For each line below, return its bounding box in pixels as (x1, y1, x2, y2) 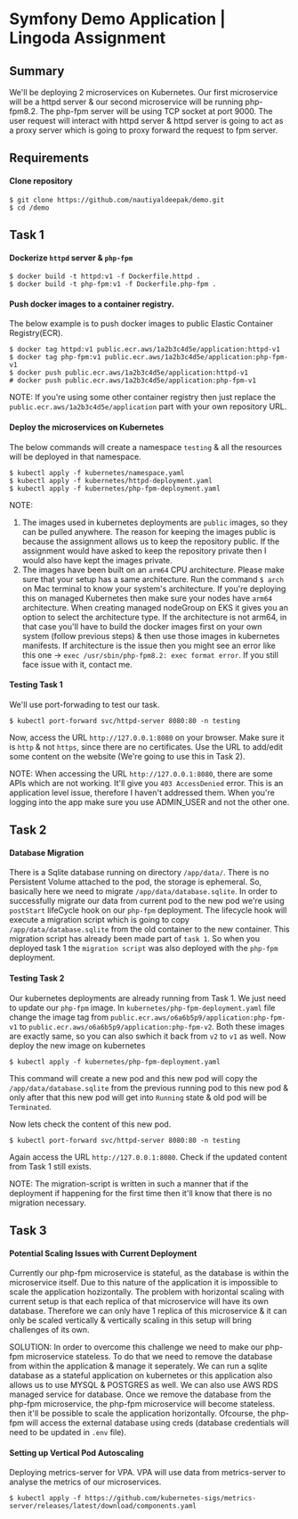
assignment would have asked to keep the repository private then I (21, 545, 267, 556)
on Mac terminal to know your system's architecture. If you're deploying (21, 583, 286, 594)
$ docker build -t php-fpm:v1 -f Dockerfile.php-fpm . (9, 280, 217, 289)
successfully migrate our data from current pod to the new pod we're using (9, 896, 285, 907)
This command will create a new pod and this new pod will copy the (9, 1072, 258, 1083)
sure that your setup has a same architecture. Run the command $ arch (21, 573, 285, 584)
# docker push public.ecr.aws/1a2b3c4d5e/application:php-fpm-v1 (9, 376, 256, 385)
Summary (9, 63, 65, 78)
